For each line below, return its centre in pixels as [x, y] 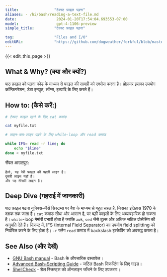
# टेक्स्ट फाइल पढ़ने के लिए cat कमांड [36, 117]
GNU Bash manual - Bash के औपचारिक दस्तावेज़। [58, 258]
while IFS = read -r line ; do [35, 144]
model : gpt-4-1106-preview [51, 24]
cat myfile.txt [21, 126]
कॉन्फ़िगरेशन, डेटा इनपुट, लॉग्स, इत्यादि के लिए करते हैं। [49, 89]
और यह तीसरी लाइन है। [24, 181]
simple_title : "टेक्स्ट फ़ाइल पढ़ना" [45, 28]
